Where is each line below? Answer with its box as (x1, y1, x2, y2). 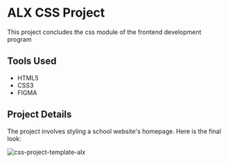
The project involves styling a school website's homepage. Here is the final (7, 127, 222, 135)
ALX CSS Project (7, 5, 105, 21)
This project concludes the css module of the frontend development (7, 28, 202, 36)
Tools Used (7, 55, 57, 67)
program (7, 35, 32, 43)
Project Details (7, 109, 72, 121)
